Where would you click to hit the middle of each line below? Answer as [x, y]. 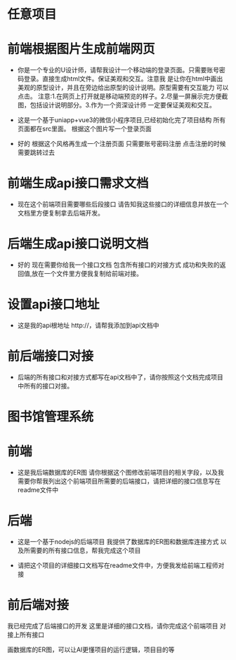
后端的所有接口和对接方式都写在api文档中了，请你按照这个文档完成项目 [120, 377]
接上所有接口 [26, 634]
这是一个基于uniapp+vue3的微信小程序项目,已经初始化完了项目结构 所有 [122, 120]
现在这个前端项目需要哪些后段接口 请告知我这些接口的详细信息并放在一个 [123, 204]
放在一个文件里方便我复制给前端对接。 [87, 273]
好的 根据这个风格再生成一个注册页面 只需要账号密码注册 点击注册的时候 [122, 144]
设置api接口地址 [53, 304]
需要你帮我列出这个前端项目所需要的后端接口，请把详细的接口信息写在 [119, 481]
